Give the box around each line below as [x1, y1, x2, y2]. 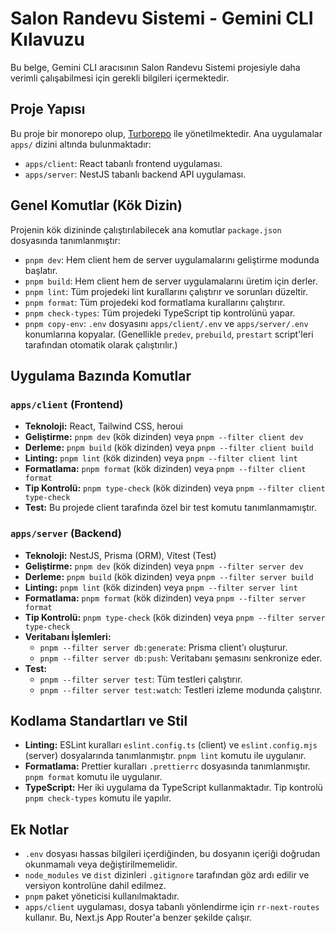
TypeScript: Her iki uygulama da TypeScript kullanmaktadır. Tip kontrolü [24, 782, 323, 794]
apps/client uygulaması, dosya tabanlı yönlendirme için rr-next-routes [24, 901, 320, 913]
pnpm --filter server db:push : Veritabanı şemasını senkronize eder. [39, 652, 323, 664]
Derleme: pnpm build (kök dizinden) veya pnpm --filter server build [24, 570, 314, 582]
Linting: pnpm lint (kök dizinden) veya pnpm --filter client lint [24, 452, 298, 464]
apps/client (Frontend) [10, 397, 124, 411]
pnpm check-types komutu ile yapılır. [24, 792, 172, 804]
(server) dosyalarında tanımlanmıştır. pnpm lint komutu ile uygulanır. [24, 750, 307, 762]
